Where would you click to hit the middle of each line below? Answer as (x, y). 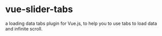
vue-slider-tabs (39, 9)
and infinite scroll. (24, 28)
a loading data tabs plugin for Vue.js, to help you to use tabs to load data (81, 23)
